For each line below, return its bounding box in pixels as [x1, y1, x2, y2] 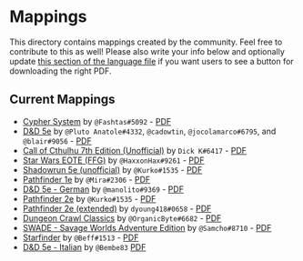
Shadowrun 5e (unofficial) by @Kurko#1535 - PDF [22, 164, 203, 175]
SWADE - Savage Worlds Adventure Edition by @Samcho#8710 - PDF [22, 222, 272, 233]
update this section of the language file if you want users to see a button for [9, 55, 294, 66]
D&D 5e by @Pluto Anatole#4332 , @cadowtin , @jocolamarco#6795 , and [22, 125, 277, 136]
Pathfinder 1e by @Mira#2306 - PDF [22, 174, 151, 185]
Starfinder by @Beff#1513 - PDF [22, 232, 139, 243]
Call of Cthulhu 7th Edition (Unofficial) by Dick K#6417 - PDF [22, 145, 247, 156]
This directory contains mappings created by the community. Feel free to [9, 36, 283, 47]
